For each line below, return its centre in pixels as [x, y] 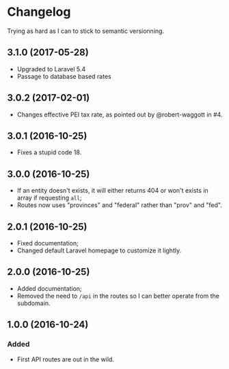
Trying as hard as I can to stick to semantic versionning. [86, 31]
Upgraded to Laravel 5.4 [51, 69]
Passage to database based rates [64, 76]
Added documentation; [49, 288]
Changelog [39, 12]
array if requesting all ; [49, 198]
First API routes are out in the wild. [66, 359]
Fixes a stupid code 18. [49, 152]
